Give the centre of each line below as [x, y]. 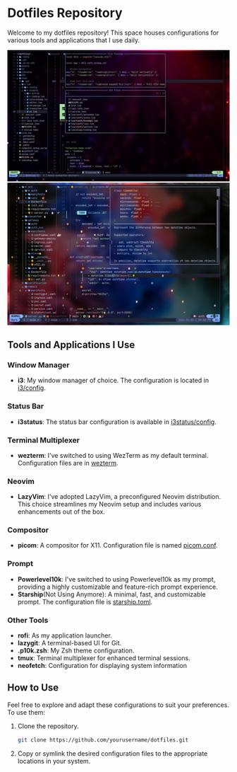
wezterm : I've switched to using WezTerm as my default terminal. [113, 455]
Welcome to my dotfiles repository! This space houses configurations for [113, 33]
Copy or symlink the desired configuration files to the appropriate [113, 753]
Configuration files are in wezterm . [68, 463]
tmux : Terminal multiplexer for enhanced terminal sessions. [104, 658]
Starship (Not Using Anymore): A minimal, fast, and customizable [111, 594]
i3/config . [31, 388]
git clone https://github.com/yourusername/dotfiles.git [103, 740]
